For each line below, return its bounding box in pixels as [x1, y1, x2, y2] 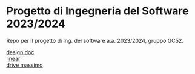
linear [6, 55, 21, 62]
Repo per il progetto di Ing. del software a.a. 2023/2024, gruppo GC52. [6, 37, 183, 44]
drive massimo [6, 61, 44, 69]
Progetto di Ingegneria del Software [6, 4, 189, 18]
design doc [6, 48, 35, 55]
